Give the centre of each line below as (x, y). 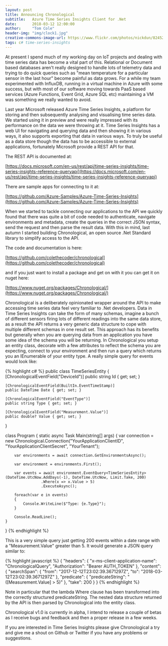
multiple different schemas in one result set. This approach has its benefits (82, 329)
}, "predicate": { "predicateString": (91, 577)
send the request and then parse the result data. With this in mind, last (77, 227)
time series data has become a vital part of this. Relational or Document (79, 62)
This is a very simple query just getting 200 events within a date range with (82, 540)
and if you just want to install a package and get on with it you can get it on (82, 272)
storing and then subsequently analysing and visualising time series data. (81, 115)
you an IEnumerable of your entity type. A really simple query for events (79, 356)
